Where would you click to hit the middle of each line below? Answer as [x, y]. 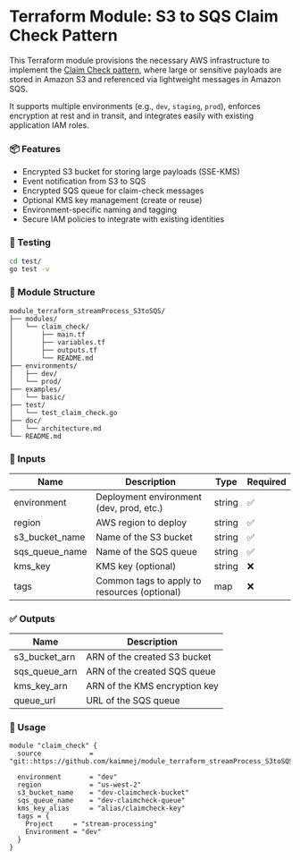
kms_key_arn [41, 686]
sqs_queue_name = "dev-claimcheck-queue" [101, 801]
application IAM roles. [49, 125]
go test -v [29, 269]
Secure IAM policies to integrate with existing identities [123, 219]
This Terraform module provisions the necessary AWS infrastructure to [139, 60]
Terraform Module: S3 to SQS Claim [144, 17]
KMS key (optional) [136, 566]
